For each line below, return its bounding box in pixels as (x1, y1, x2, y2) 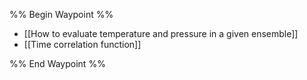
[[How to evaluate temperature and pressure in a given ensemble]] (23, 28, 299, 39)
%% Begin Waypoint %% (9, 9, 114, 20)
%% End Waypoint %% (9, 58, 106, 69)
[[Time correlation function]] (23, 39, 142, 50)
